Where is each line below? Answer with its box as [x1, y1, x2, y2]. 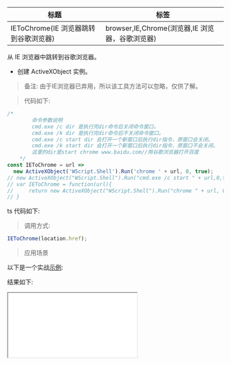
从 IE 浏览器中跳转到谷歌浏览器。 [7, 53, 101, 61]
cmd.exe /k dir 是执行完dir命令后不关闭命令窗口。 [32, 129, 164, 136]
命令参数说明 [32, 116, 63, 123]
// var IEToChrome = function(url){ [7, 180, 112, 188]
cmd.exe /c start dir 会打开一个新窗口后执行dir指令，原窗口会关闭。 [32, 136, 213, 143]
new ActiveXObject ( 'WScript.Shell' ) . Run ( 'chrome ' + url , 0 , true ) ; [13, 168, 214, 175]
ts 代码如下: [7, 207, 40, 216]
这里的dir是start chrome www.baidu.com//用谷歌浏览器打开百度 [32, 149, 199, 156]
